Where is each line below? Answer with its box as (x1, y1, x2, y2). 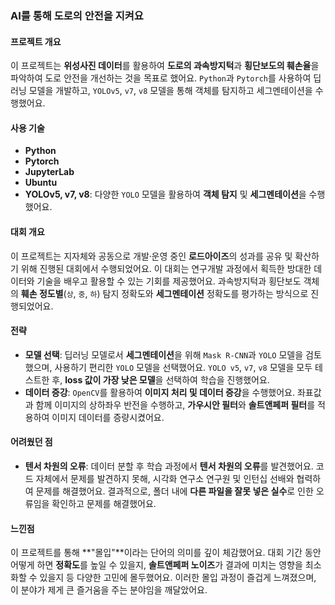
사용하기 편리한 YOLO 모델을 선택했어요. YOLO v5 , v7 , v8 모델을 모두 (54, 361, 313, 373)
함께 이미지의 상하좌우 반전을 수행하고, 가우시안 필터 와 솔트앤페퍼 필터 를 (35, 398, 316, 411)
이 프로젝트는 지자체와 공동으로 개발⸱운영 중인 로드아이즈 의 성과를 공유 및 (10, 250, 293, 262)
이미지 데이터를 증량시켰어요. (51, 411, 165, 423)
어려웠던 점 (10, 436, 53, 448)
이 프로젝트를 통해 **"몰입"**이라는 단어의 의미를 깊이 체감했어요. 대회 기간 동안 (10, 547, 322, 559)
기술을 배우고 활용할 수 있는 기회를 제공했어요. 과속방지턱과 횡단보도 (36, 275, 302, 287)
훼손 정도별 (20, 287, 64, 299)
